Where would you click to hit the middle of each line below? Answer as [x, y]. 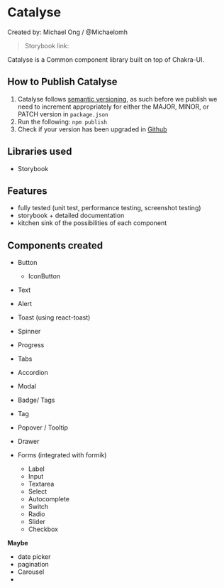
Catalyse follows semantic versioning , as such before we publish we [117, 99]
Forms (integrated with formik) [62, 455]
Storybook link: [47, 45]
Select [38, 491]
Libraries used [40, 152]
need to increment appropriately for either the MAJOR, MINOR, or [113, 107]
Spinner [29, 332]
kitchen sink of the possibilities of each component [92, 223]
